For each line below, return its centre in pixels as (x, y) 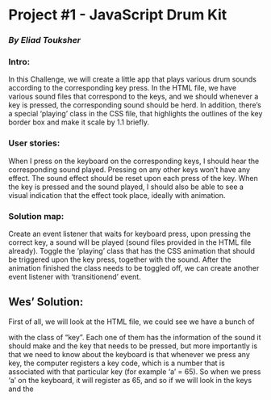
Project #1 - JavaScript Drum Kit (118, 15)
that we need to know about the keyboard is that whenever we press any (129, 354)
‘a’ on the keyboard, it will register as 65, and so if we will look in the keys (130, 380)
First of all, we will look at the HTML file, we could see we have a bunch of (132, 322)
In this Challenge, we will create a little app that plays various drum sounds (132, 79)
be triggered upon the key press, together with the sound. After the (120, 259)
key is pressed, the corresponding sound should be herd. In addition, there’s (135, 105)
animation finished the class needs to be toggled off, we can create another (134, 268)
